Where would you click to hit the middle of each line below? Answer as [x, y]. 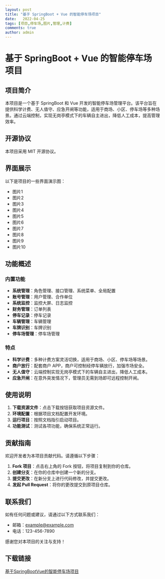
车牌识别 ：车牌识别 [32, 328]
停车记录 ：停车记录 [32, 315]
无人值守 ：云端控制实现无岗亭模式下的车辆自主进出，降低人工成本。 [81, 371]
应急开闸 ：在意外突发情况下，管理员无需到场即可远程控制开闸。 [77, 378]
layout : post [18, 10]
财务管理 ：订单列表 [32, 309]
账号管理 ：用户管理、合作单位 [42, 297]
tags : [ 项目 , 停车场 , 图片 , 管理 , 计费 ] [39, 23]
